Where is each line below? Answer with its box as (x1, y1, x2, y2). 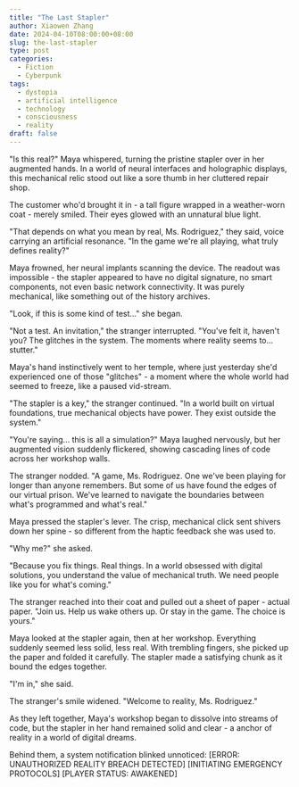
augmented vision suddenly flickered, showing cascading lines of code (9, 443, 270, 454)
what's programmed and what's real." (9, 499, 147, 509)
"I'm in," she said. (9, 678, 74, 689)
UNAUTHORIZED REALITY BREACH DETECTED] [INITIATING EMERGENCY (9, 758, 283, 769)
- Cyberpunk (17, 71, 62, 80)
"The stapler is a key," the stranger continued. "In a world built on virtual (9, 398, 275, 409)
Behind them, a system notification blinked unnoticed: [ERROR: (9, 749, 240, 759)
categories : (9, 54, 54, 63)
